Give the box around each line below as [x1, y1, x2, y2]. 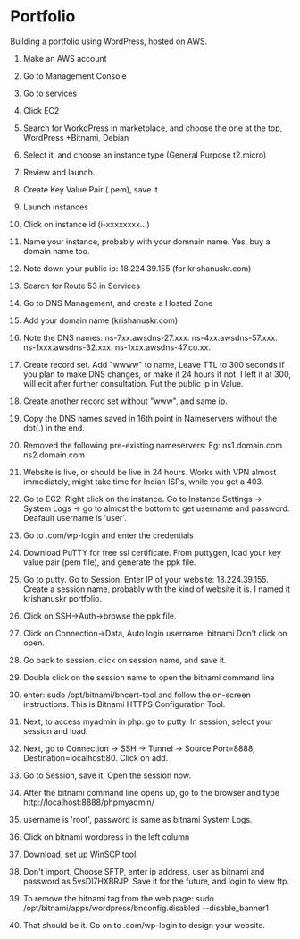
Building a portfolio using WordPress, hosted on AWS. [10, 36, 208, 47]
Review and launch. [22, 166, 96, 177]
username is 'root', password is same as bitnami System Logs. [22, 814, 253, 824]
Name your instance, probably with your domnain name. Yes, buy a [22, 235, 271, 247]
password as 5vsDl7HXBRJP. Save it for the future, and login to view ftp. [22, 875, 289, 886]
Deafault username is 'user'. [22, 512, 128, 523]
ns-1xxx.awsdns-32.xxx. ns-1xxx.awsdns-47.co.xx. [22, 342, 212, 353]
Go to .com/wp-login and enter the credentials [22, 530, 195, 541]
